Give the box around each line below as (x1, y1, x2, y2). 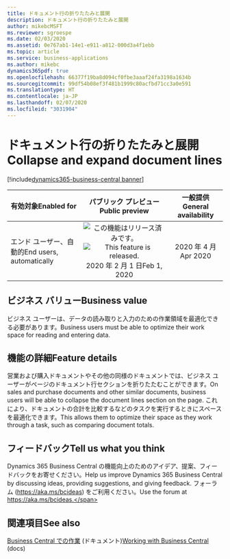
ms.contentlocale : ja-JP (7, 93, 78, 100)
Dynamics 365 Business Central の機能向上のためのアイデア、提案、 (7, 462, 200, 471)
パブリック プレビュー (88, 197, 159, 206)
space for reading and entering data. (7, 331, 111, 339)
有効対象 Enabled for (10, 201, 77, 211)
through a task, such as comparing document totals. (7, 421, 155, 429)
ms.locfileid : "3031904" (7, 106, 78, 112)
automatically (10, 256, 54, 265)
